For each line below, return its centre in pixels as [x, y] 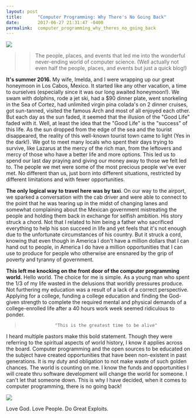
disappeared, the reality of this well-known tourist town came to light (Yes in [98, 136]
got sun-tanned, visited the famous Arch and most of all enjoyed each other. [98, 111]
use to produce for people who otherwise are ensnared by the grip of [90, 253]
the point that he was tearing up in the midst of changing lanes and [87, 203]
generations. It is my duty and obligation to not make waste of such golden [96, 362]
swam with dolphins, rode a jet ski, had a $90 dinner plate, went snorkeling [97, 98]
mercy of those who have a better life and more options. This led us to [91, 155]
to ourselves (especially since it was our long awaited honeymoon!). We [93, 92]
